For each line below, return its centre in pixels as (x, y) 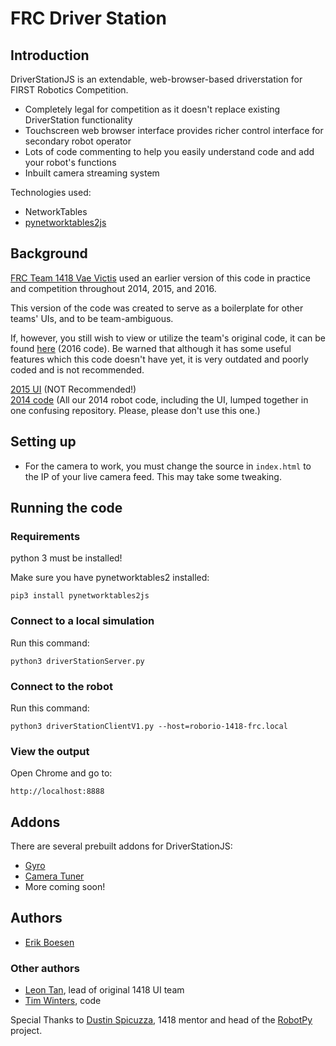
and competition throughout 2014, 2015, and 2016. (113, 288)
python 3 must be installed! (66, 558)
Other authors (45, 968)
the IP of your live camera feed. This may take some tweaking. (153, 476)
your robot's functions (70, 162)
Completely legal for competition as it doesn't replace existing (152, 109)
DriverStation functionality (78, 120)
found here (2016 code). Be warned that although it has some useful (151, 348)
